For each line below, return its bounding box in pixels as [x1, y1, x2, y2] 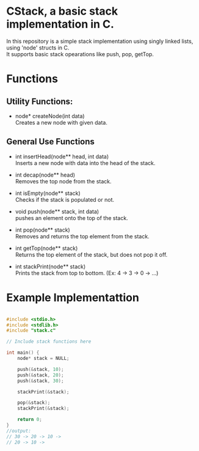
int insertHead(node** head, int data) [15, 153, 109, 160]
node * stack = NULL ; [17, 356, 70, 362]
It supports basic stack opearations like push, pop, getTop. [6, 50, 154, 57]
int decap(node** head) [15, 171, 75, 178]
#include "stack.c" [6, 328, 56, 334]
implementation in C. [6, 17, 115, 31]
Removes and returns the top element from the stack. [15, 232, 150, 240]
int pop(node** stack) [15, 226, 70, 233]
